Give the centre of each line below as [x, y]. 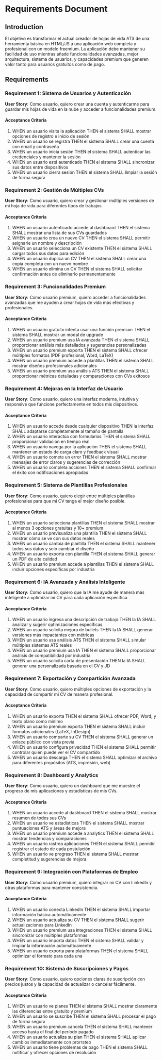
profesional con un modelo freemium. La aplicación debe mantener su [75, 49]
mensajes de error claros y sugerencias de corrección [66, 462]
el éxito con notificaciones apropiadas [50, 472]
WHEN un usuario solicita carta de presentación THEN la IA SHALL [79, 661]
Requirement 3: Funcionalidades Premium [55, 286]
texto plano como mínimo [37, 721]
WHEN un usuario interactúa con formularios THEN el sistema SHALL [81, 437]
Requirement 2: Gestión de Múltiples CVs [55, 190]
